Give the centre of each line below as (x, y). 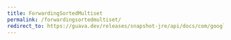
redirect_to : (26, 26)
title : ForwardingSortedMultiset (55, 13)
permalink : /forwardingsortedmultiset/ (64, 20)
